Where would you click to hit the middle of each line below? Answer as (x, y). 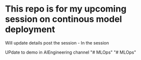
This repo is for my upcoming (66, 9)
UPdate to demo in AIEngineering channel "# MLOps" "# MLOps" (70, 52)
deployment (30, 30)
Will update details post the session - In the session (57, 43)
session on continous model (64, 19)
